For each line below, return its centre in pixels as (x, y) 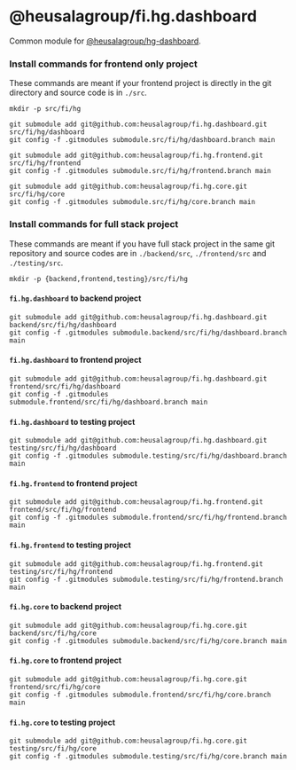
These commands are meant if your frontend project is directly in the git (140, 83)
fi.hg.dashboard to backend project (75, 298)
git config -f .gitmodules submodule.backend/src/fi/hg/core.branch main (148, 640)
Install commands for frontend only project (103, 64)
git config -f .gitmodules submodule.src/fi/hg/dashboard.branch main (142, 140)
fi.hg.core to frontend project (66, 660)
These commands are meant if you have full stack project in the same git (142, 244)
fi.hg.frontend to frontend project (74, 483)
